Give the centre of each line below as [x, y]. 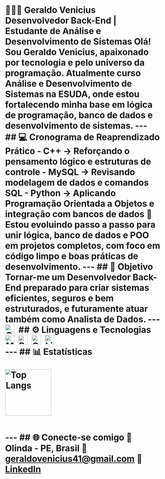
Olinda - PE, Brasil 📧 [46, 449]
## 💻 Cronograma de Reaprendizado [82, 137]
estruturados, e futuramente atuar [77, 309]
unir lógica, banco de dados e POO [77, 235]
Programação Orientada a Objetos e [80, 204]
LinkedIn [23, 469]
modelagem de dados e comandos [77, 183]
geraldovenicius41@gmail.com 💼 [74, 459]
